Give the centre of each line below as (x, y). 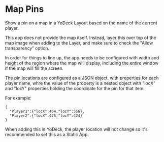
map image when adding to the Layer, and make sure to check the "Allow (79, 43)
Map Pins (25, 9)
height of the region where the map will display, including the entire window (82, 63)
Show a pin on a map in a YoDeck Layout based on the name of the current (81, 23)
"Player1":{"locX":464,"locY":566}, (47, 111)
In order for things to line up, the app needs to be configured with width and (82, 57)
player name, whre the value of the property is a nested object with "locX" (80, 83)
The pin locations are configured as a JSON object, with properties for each (82, 78)
